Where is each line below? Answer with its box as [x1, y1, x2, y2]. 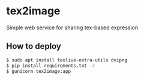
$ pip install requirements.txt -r [6, 63, 95, 69]
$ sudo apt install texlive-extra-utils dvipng [6, 57, 128, 63]
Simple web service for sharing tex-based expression [6, 24, 139, 31]
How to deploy [6, 41, 62, 51]
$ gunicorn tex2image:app [6, 68, 71, 74]
